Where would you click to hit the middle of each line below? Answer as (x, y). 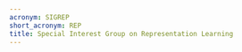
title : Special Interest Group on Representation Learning (121, 33)
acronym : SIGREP (39, 17)
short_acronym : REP (46, 26)
